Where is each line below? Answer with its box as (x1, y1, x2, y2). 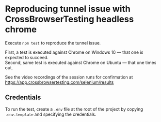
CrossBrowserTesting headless (5, 14, 134, 25)
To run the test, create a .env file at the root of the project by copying (5, 106, 143, 112)
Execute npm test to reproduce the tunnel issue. (5, 40, 101, 46)
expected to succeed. (5, 54, 48, 60)
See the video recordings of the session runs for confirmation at (5, 74, 133, 80)
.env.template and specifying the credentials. (5, 111, 97, 117)
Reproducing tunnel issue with (5, 3, 131, 15)
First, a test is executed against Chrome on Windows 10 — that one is (5, 49, 144, 55)
